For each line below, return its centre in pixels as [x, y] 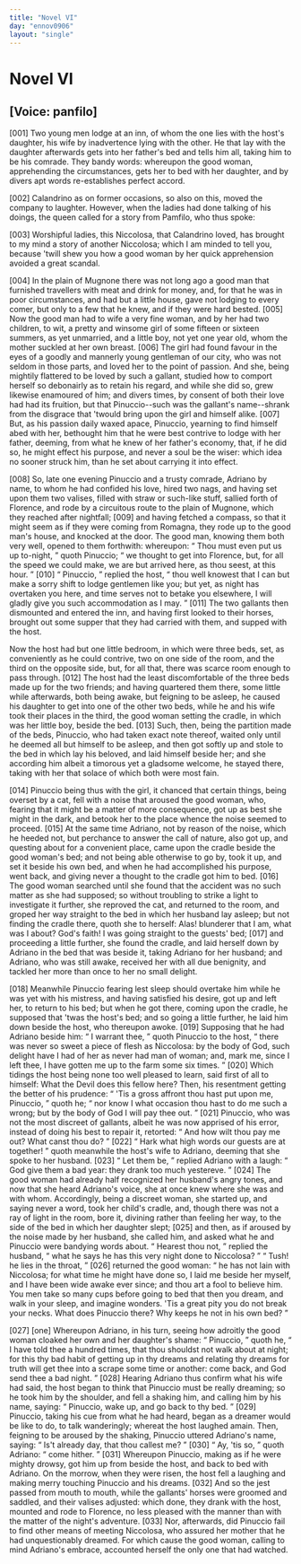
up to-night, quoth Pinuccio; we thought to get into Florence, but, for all [146, 555]
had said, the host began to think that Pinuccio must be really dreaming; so [147, 1388]
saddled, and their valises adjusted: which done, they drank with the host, [145, 1502]
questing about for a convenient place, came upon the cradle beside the [142, 848]
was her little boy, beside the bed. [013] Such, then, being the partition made [150, 725]
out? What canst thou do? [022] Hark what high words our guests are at [147, 1141]
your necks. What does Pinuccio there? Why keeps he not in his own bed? [146, 1313]
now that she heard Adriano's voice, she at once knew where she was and [146, 1189]
